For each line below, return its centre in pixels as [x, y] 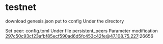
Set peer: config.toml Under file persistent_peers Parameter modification [81, 30]
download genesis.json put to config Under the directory [65, 21]
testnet [21, 7]
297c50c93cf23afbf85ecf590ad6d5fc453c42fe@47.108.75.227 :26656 [79, 36]
